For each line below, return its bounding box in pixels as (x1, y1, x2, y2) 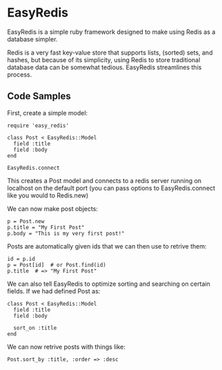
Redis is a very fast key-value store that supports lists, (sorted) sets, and (7, 48, 213, 57)
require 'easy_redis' (7, 122, 70, 129)
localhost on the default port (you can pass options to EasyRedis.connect (7, 184, 216, 192)
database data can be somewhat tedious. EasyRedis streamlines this (7, 63, 202, 71)
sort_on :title (13, 324, 57, 331)
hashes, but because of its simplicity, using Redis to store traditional (7, 55, 201, 64)
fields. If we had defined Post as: (7, 286, 101, 295)
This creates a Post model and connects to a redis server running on (7, 176, 202, 184)
